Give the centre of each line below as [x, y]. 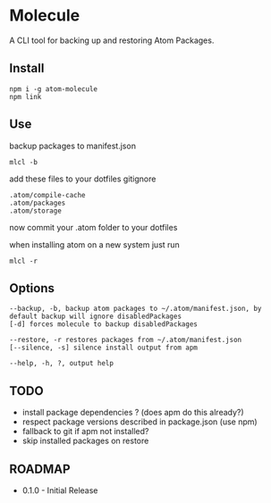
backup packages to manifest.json [73, 146]
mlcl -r [24, 261]
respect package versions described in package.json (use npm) [140, 422]
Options [32, 288]
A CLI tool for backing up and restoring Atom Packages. [112, 40]
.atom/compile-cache [48, 195]
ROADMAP [40, 469]
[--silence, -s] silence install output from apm [104, 348]
